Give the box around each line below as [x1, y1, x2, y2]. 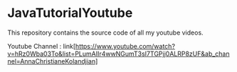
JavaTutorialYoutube [7, 5, 133, 21]
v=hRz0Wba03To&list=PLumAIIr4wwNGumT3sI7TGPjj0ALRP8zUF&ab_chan [7, 49, 230, 58]
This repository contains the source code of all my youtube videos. [7, 28, 204, 37]
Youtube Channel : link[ [7, 42, 76, 50]
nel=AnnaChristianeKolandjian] [7, 56, 98, 65]
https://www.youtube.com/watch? [75, 42, 176, 50]
